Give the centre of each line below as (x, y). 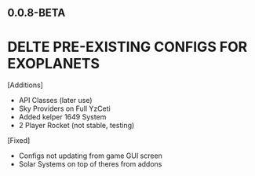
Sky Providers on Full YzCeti (64, 108)
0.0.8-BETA (36, 13)
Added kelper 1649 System (62, 117)
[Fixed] (19, 141)
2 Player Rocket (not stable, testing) (76, 126)
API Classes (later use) (55, 101)
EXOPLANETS (53, 63)
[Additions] (25, 85)
